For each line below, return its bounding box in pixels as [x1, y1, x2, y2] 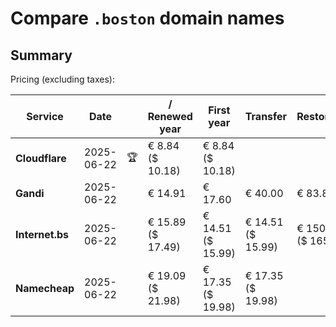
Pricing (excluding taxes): [10, 73, 116, 85]
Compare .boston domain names [10, 7, 285, 30]
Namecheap [15, 282, 75, 295]
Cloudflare [15, 152, 67, 165]
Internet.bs [15, 228, 70, 241]
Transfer [244, 110, 288, 123]
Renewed [147, 110, 193, 123]
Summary [10, 47, 73, 64]
